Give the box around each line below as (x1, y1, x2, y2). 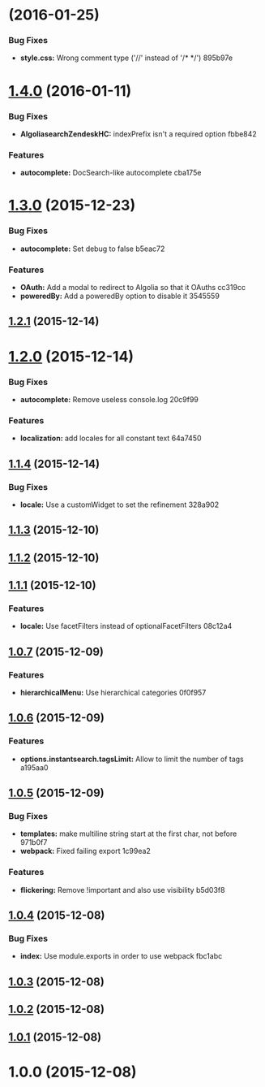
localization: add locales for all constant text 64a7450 (19, 433, 202, 444)
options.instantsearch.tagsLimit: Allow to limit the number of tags (19, 754, 245, 764)
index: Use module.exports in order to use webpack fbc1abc (19, 951, 223, 961)
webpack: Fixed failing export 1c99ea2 (19, 847, 152, 856)
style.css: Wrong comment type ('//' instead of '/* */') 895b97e (19, 53, 233, 63)
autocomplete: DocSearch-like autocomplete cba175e (19, 168, 202, 178)
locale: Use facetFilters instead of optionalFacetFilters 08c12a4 (19, 621, 233, 631)
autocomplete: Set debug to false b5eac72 (19, 244, 165, 253)
